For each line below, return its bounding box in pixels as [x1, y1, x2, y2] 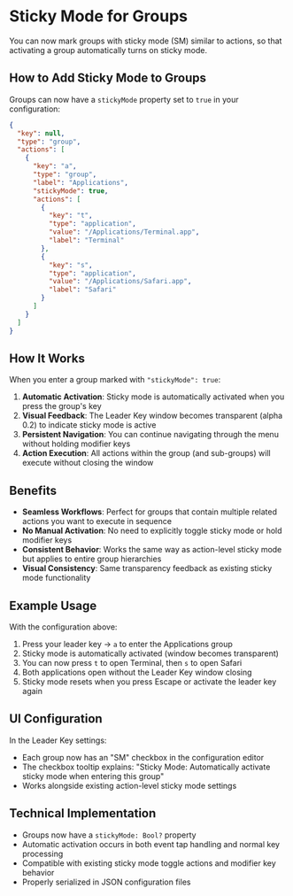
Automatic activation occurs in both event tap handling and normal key [21, 838, 281, 849]
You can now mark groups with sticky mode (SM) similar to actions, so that [9, 35, 282, 46]
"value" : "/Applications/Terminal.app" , [48, 228, 200, 236]
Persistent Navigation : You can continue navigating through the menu [21, 429, 279, 440]
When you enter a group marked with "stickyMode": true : [9, 375, 221, 385]
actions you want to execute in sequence [21, 516, 173, 527]
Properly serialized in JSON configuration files [21, 877, 191, 887]
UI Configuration [9, 711, 104, 727]
